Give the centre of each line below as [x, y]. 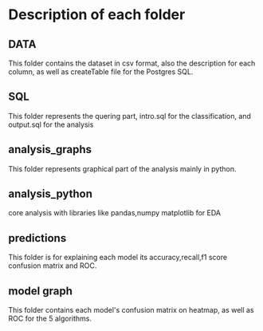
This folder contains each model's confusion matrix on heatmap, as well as [131, 310]
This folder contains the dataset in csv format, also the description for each [132, 63]
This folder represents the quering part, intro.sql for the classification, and [130, 116]
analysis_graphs [50, 150]
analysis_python [51, 194]
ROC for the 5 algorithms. [50, 319]
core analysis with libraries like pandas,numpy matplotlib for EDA [115, 213]
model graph [41, 291]
